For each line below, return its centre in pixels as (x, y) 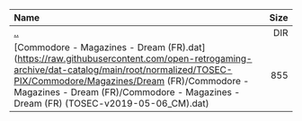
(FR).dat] (187, 47)
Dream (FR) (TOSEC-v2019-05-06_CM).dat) (111, 104)
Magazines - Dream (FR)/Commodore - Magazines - (127, 92)
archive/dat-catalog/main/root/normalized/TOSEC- (123, 69)
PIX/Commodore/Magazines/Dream (89, 81)
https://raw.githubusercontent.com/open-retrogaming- (135, 59)
